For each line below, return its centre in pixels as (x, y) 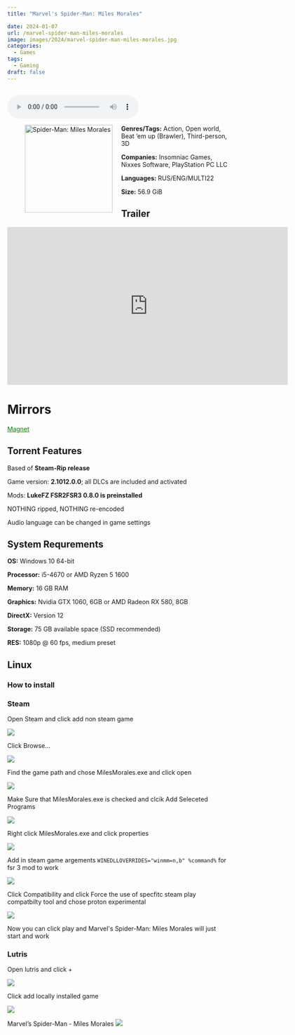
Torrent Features (44, 451)
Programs (21, 807)
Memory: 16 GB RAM (38, 588)
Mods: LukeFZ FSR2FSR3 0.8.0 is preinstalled (75, 495)
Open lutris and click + (40, 970)
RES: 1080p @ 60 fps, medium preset (61, 643)
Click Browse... (29, 746)
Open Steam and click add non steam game (70, 719)
